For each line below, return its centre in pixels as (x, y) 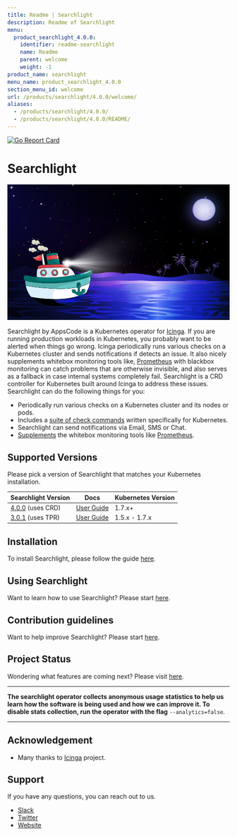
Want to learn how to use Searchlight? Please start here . (89, 598)
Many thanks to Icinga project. (61, 757)
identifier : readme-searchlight (67, 45)
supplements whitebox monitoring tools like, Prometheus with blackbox (111, 362)
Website (30, 825)
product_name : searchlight (47, 74)
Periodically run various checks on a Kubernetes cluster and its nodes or (123, 405)
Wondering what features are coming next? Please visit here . (96, 676)
